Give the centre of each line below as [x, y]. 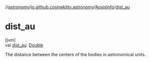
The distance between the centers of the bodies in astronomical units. [75, 54]
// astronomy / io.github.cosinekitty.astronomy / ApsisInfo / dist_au [68, 7]
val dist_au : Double [24, 45]
